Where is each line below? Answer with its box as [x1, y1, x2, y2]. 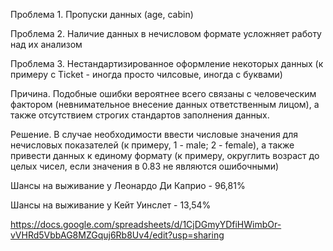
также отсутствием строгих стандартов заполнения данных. [10, 109, 270, 121]
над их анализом [10, 39, 83, 50]
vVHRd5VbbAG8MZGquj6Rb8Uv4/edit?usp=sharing [10, 229, 225, 241]
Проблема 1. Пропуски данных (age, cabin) [10, 9, 194, 20]
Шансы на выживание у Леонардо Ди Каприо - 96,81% [10, 180, 246, 191]
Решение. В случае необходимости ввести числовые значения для [10, 129, 298, 140]
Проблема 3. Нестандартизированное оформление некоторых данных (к [10, 58, 324, 69]
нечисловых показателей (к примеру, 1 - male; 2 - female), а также [10, 139, 295, 151]
